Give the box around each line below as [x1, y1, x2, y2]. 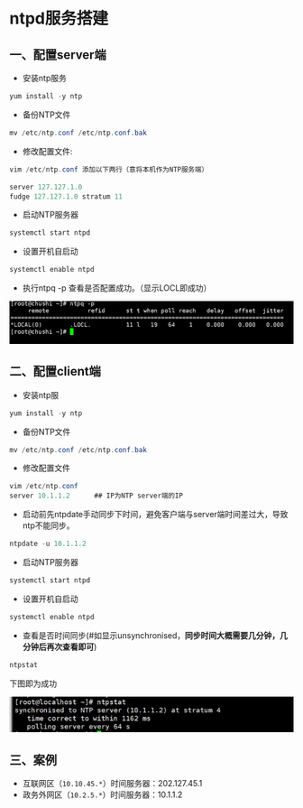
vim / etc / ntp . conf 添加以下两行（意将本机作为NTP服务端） [9, 164, 209, 174]
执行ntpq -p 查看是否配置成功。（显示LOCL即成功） [22, 283, 212, 293]
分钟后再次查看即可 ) [22, 641, 97, 652]
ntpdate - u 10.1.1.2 [9, 539, 87, 549]
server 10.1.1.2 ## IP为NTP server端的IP [9, 491, 183, 501]
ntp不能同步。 [22, 520, 75, 531]
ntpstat [9, 660, 39, 669]
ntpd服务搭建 [9, 8, 108, 29]
